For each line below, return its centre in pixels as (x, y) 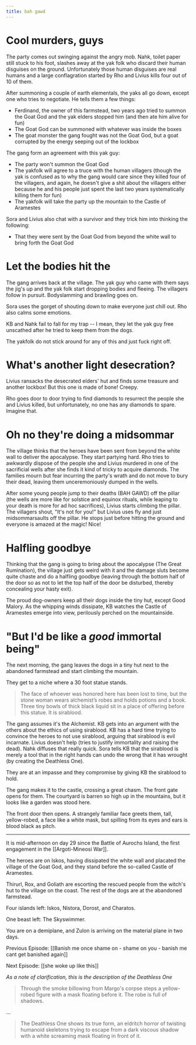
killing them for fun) (38, 195)
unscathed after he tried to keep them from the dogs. (70, 330)
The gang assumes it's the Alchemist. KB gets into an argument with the (93, 724)
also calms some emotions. (39, 312)
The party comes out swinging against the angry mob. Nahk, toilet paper (93, 57)
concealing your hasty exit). (39, 589)
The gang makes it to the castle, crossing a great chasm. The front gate (92, 790)
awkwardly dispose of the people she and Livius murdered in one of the (92, 463)
